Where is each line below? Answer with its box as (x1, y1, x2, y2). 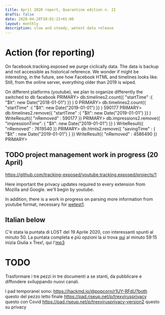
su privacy (5, 304, 27, 310)
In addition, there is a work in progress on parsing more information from (5, 196, 153, 202)
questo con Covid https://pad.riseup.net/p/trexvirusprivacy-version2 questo (5, 299, 160, 305)
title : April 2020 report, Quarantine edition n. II (5, 7, 116, 12)
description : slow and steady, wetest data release (5, 26, 114, 31)
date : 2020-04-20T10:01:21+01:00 (5, 16, 74, 21)
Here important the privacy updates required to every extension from (5, 181, 146, 187)
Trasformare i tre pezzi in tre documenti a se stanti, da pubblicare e (5, 273, 142, 279)
